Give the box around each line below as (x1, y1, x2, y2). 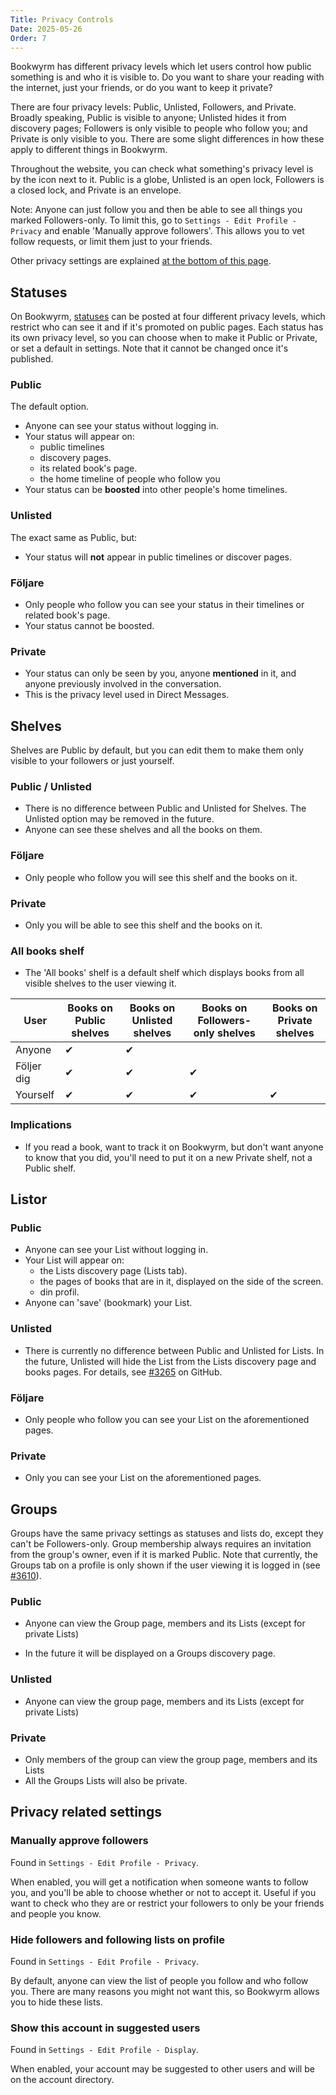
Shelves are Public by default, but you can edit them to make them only (10, 744, 304, 756)
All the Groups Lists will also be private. (24, 1774, 188, 1786)
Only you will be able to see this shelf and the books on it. (24, 919, 263, 931)
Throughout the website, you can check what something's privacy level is (10, 163, 314, 175)
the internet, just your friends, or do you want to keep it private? (10, 82, 273, 94)
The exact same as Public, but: (10, 531, 138, 543)
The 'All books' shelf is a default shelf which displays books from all (24, 967, 305, 979)
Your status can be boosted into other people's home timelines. (24, 484, 288, 496)
